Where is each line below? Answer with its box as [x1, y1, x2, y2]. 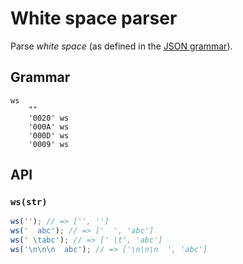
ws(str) [10, 197, 48, 208]
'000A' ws [28, 122, 70, 132]
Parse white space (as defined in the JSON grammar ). [10, 40, 233, 52]
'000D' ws [28, 130, 70, 141]
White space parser [10, 7, 178, 30]
